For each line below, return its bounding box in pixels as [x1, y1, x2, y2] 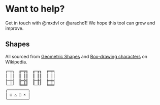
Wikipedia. [5, 59, 27, 65]
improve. [5, 25, 24, 31]
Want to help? [5, 3, 65, 15]
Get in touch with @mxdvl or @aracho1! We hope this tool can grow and [5, 20, 155, 26]
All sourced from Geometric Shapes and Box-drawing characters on [5, 53, 148, 59]
